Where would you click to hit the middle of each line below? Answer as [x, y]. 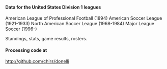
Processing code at [26, 50]
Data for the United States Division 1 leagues [53, 7]
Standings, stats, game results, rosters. [46, 39]
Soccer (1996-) [21, 29]
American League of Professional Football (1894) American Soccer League [84, 18]
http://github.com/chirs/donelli [37, 61]
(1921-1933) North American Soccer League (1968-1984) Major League [80, 24]
